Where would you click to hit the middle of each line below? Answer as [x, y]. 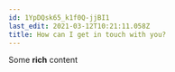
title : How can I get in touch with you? [87, 34]
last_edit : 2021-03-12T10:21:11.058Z [79, 26]
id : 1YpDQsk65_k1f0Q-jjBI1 [59, 18]
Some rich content [43, 60]
